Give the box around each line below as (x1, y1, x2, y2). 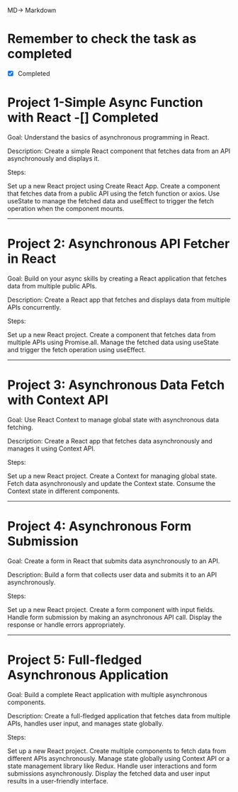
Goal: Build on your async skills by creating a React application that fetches (7, 274, 227, 283)
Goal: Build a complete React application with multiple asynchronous (7, 690, 208, 698)
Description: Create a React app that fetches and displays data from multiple (7, 295, 230, 304)
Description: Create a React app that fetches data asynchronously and (7, 436, 212, 445)
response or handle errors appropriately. (7, 620, 126, 629)
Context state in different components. (7, 487, 120, 495)
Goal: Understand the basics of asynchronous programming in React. (7, 132, 210, 141)
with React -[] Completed (7, 110, 159, 126)
